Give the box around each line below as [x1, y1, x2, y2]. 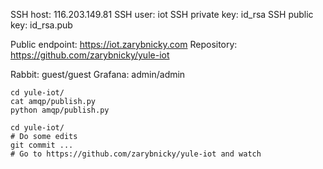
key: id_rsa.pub [10, 19, 73, 31]
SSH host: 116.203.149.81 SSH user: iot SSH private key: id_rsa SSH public [10, 9, 314, 20]
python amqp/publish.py [10, 105, 110, 115]
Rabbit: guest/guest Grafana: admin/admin [10, 69, 186, 80]
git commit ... [10, 140, 74, 150]
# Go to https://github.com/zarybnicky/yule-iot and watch [10, 149, 262, 159]
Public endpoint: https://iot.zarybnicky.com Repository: [10, 39, 238, 50]
